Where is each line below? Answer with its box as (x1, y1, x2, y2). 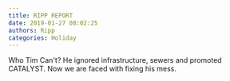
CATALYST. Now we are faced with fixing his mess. (8, 64, 177, 74)
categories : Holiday (8, 33, 77, 42)
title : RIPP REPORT (8, 11, 73, 20)
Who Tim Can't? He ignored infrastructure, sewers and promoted (8, 56, 222, 65)
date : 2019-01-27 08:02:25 (8, 19, 98, 27)
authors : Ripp (8, 26, 56, 34)
